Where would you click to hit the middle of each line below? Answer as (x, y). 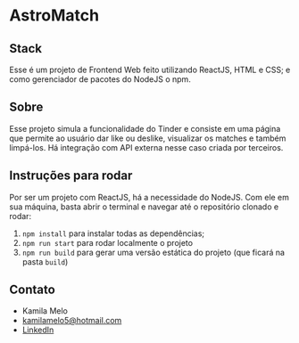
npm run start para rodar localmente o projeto (108, 242)
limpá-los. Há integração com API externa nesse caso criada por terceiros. (146, 147)
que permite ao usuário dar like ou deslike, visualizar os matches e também (148, 138)
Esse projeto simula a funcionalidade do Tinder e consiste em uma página (145, 128)
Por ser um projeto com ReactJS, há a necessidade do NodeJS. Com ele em (149, 197)
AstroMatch (54, 16)
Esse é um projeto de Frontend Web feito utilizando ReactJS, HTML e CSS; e (150, 69)
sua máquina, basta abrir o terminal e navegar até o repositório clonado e (144, 207)
